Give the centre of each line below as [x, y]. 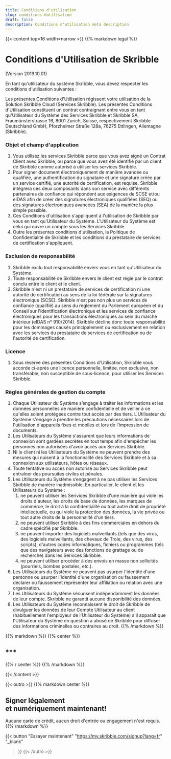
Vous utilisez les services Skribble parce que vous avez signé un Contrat [89, 156]
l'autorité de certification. [39, 338]
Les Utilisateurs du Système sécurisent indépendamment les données [86, 594]
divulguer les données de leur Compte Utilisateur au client [74, 610]
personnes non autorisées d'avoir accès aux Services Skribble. [79, 447]
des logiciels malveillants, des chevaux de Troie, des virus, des [87, 539]
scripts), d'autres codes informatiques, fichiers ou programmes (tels [92, 545]
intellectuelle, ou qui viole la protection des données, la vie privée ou [92, 512]
